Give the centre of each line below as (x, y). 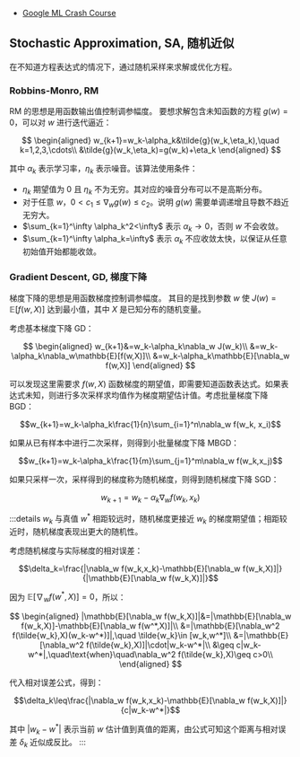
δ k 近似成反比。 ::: (53, 743)
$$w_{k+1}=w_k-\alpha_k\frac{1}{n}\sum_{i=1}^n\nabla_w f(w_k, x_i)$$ (150, 425)
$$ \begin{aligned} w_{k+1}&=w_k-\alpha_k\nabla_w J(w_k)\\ (135, 347)
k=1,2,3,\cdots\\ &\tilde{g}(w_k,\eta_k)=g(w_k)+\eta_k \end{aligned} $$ (150, 150)
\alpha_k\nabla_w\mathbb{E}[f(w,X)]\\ (81, 356)
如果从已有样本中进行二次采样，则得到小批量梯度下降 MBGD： (124, 443)
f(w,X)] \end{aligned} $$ (150, 365)
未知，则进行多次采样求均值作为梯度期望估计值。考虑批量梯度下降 (146, 395)
